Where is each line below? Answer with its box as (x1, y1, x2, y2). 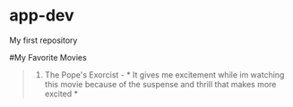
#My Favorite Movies (9, 52, 87, 62)
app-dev (9, 5, 74, 26)
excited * (44, 88, 79, 99)
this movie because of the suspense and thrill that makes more (44, 78, 277, 89)
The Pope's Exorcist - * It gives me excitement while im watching (44, 69, 285, 80)
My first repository (9, 35, 78, 45)
